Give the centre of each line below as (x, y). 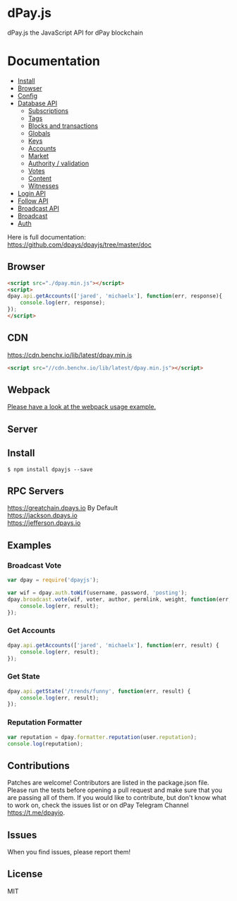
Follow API (33, 201)
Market (38, 155)
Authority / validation (59, 163)
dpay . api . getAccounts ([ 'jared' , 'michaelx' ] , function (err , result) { (113, 645)
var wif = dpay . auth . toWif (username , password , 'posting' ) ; (98, 593)
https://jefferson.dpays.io (44, 523)
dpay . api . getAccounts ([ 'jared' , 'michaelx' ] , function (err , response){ (115, 296)
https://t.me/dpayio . (36, 813)
